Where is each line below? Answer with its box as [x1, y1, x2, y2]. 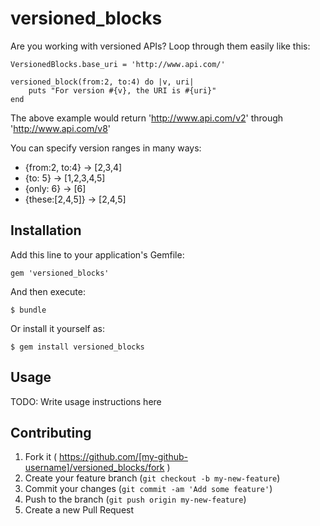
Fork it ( [24, 451, 58, 463]
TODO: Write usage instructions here [10, 395, 162, 407]
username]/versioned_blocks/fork [24, 462, 165, 474]
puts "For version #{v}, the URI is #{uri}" [28, 85, 217, 96]
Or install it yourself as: [10, 322, 105, 334]
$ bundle [10, 305, 47, 315]
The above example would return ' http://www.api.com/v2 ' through [10, 112, 284, 124]
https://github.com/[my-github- [58, 451, 188, 463]
